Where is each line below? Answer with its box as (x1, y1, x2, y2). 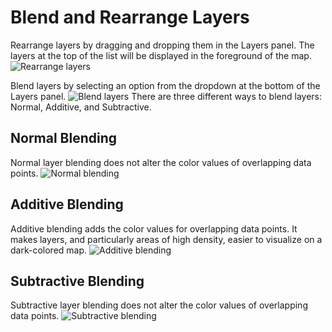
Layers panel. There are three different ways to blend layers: (10, 90, 322, 102)
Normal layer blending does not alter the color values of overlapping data (10, 156, 312, 168)
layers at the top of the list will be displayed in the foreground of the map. (10, 49, 312, 61)
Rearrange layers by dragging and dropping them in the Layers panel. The (10, 39, 315, 51)
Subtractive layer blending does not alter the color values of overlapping (10, 299, 308, 311)
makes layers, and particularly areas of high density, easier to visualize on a (10, 233, 323, 245)
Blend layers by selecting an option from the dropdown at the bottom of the (10, 79, 321, 91)
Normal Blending (10, 130, 118, 147)
